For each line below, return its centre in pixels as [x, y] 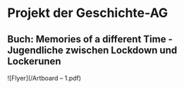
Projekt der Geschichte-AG [88, 13]
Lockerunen [34, 61]
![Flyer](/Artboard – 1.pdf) [44, 78]
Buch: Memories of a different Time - [90, 39]
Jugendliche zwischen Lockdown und [92, 50]
